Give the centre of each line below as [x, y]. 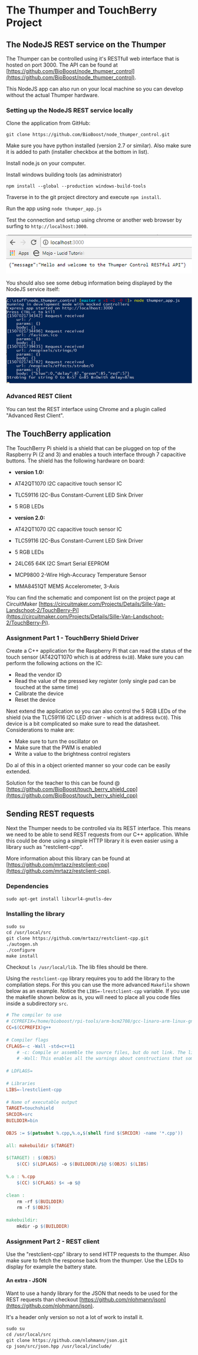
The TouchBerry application [59, 434]
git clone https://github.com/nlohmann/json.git [67, 1341]
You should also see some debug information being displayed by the [89, 283]
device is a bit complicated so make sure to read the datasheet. [83, 723]
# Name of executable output [42, 1102]
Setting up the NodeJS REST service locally [70, 110]
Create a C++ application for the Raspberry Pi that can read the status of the [99, 650]
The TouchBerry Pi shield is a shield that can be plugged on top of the [91, 448]
